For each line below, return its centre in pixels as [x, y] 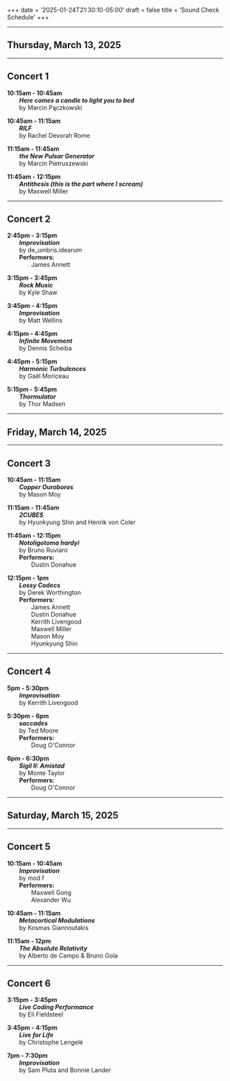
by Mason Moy [40, 495]
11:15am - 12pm [29, 941]
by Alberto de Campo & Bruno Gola [69, 955]
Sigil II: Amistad [42, 765]
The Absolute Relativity [53, 948]
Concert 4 [29, 672]
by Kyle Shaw [38, 293]
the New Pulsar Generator [57, 156]
